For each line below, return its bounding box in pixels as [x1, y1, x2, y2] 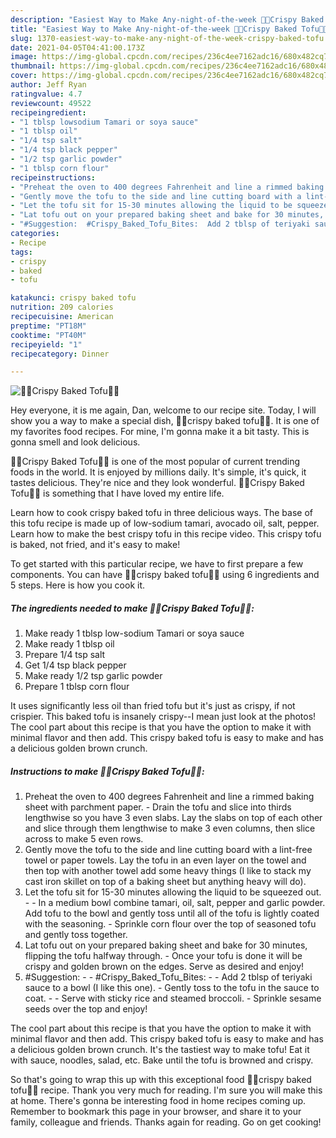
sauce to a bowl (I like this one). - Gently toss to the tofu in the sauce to [24, 982, 320, 994]
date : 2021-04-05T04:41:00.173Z [10, 42, 145, 53]
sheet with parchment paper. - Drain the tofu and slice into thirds [24, 801, 292, 813]
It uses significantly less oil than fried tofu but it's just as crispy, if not [10, 700, 296, 712]
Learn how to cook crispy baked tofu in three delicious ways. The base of [10, 507, 313, 519]
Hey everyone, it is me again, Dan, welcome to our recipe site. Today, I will [10, 404, 317, 416]
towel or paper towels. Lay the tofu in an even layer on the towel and [24, 854, 307, 866]
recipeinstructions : [10, 172, 97, 183]
